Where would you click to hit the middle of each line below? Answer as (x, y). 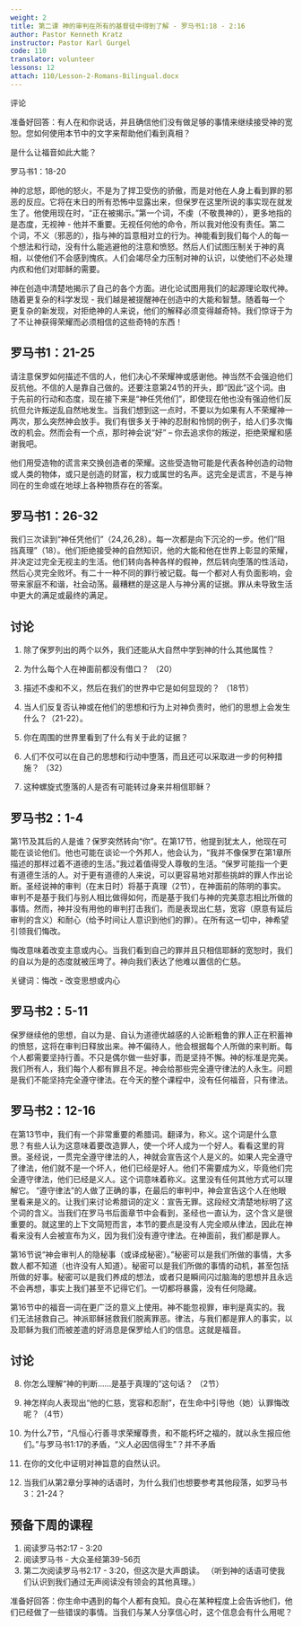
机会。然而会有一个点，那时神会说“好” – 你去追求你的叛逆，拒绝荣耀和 (155, 432)
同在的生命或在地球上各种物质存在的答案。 (89, 485)
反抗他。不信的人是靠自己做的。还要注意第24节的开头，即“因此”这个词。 (144, 387)
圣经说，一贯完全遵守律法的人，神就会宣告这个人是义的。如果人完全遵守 (159, 1156)
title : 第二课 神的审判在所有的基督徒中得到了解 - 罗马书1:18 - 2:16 (128, 26)
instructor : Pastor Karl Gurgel (70, 43)
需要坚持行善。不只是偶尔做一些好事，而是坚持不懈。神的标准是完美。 (163, 1057)
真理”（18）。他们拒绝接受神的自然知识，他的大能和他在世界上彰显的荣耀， (155, 551)
